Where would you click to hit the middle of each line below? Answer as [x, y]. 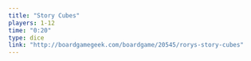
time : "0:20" [30, 30]
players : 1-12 [32, 23]
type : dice [26, 38]
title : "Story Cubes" [44, 15]
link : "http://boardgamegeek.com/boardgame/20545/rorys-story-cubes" [126, 45]
